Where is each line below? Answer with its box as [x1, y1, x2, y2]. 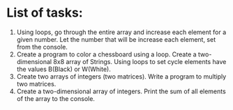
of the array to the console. [16, 94, 96, 102]
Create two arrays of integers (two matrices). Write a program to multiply [16, 72, 227, 81]
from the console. [16, 42, 68, 51]
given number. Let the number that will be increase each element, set [16, 35, 216, 43]
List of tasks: [6, 5, 83, 21]
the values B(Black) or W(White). [16, 65, 111, 73]
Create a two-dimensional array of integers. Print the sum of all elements [16, 87, 226, 95]
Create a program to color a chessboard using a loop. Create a [16, 50, 197, 58]
